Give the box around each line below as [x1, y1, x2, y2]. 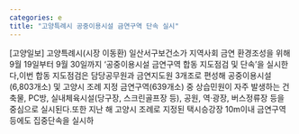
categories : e [9, 13, 63, 22]
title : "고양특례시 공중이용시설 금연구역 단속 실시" [9, 22, 179, 31]
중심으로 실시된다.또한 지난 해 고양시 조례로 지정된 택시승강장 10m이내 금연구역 [9, 103, 286, 114]
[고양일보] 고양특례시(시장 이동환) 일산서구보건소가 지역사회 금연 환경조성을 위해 [9, 47, 291, 58]
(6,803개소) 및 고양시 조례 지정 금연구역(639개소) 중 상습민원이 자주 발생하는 [9, 81, 281, 92]
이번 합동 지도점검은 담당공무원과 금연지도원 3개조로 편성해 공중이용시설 [18, 69, 272, 81]
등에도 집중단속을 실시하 [9, 114, 95, 126]
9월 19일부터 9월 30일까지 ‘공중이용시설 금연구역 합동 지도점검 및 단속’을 [9, 58, 265, 69]
